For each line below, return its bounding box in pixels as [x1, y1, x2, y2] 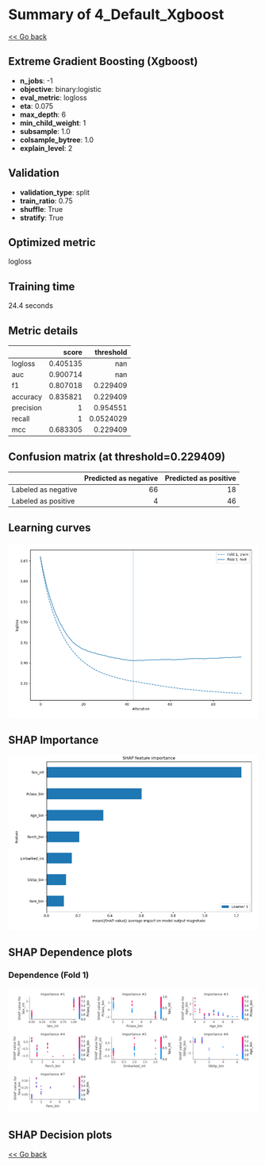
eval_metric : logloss [19, 93, 87, 102]
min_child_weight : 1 [19, 117, 86, 128]
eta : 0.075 [19, 101, 54, 110]
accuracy [11, 391, 42, 402]
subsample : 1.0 [19, 126, 71, 136]
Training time [8, 279, 75, 293]
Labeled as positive [11, 496, 75, 506]
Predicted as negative [84, 474, 159, 483]
